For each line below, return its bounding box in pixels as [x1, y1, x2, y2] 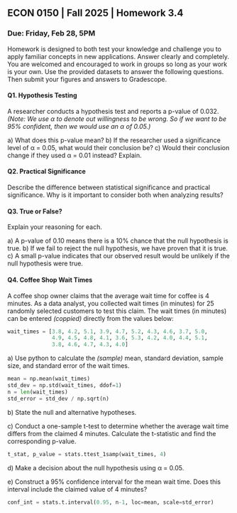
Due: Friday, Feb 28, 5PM [7, 28, 96, 38]
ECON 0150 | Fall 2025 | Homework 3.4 [7, 7, 184, 19]
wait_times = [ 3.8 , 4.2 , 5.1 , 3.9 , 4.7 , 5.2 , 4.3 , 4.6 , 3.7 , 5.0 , [7, 328, 208, 335]
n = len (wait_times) [7, 388, 69, 396]
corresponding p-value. [7, 437, 77, 445]
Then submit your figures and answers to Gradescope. [7, 75, 167, 83]
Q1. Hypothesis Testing [7, 91, 77, 100]
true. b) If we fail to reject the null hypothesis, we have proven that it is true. [7, 244, 228, 253]
